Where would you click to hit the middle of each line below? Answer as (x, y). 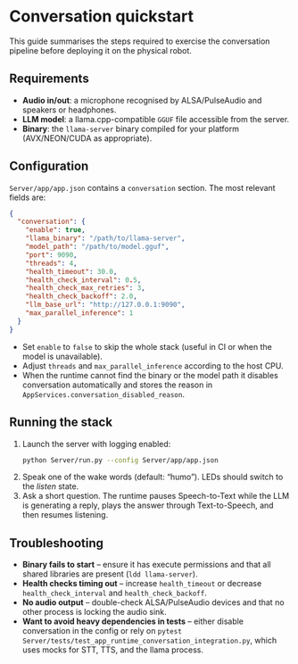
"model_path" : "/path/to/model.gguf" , (97, 247)
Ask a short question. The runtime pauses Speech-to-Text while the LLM (156, 496)
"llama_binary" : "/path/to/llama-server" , (105, 238)
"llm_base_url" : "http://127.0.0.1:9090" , (105, 305)
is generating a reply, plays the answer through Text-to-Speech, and (148, 505)
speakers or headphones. (69, 110)
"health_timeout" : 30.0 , (71, 271)
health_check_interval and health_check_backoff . (114, 593)
